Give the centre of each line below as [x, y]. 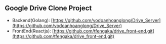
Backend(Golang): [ [32, 20]
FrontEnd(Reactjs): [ [33, 31]
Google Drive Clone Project [48, 8]
